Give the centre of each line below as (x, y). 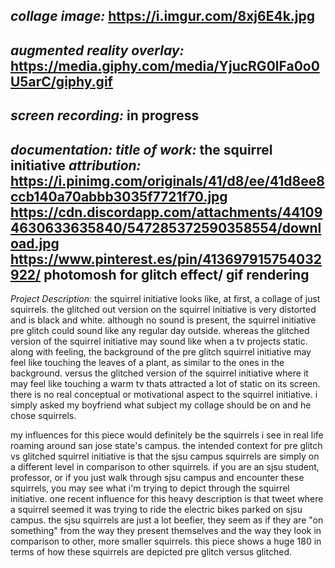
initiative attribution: (76, 165)
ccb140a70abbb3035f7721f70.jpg (119, 196)
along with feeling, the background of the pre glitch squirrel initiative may (161, 351)
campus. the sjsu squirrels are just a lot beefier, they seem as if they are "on (167, 520)
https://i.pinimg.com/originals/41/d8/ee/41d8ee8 (167, 180)
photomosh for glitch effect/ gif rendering (176, 274)
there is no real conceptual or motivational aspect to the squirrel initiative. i (164, 394)
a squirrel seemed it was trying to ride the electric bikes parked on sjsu (156, 509)
